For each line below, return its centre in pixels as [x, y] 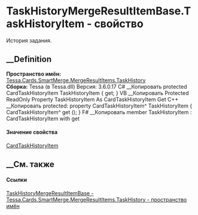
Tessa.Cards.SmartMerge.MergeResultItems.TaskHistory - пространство [97, 199]
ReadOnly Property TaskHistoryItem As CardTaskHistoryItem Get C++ [92, 99]
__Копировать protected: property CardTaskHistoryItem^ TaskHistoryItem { [99, 106]
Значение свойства [32, 132]
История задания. [29, 40]
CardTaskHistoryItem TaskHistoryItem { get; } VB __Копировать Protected [98, 93]
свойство [119, 24]
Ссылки [17, 180]
